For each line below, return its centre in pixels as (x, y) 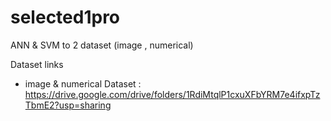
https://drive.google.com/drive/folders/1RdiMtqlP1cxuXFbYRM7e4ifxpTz (172, 94)
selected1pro (65, 17)
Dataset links (37, 64)
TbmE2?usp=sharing (68, 105)
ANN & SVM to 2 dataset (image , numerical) (102, 45)
